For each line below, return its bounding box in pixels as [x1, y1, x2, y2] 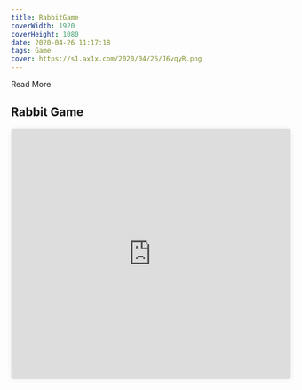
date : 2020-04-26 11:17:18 [11, 37, 111, 47]
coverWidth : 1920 [11, 21, 75, 30]
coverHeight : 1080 [11, 29, 79, 38]
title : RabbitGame [11, 12, 79, 22]
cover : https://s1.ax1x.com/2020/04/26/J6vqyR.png [11, 54, 203, 63]
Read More [11, 79, 52, 89]
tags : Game [11, 46, 52, 55]
